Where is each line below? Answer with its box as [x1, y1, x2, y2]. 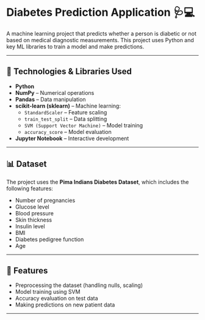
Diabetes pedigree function [15, 236, 84, 243]
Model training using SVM [15, 288, 81, 296]
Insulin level [15, 222, 45, 230]
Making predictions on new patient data [15, 301, 115, 308]
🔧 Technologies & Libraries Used [6, 66, 132, 77]
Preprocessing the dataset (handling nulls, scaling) [15, 281, 143, 289]
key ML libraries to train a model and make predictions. [6, 43, 145, 50]
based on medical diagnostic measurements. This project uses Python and [6, 36, 194, 43]
